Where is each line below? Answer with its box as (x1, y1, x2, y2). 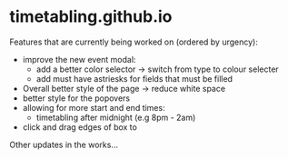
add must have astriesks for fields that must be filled (35, 73, 233, 84)
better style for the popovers (22, 93, 131, 104)
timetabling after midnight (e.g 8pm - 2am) (35, 112, 196, 123)
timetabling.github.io (9, 6, 173, 27)
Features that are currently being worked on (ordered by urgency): (9, 36, 259, 47)
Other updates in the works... (9, 139, 118, 150)
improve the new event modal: (22, 54, 136, 65)
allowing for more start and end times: (22, 102, 165, 113)
